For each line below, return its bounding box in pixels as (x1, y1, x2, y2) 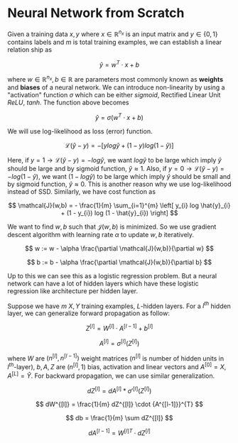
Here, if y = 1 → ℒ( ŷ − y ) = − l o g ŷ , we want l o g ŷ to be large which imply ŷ (7, 155, 222, 164)
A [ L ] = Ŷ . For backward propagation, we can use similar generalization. (7, 370, 215, 380)
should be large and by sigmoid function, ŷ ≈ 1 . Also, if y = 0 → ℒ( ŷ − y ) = (7, 164, 225, 173)
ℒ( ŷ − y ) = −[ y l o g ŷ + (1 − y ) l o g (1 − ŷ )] (65, 141, 174, 150)
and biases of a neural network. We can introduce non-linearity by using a (7, 83, 225, 92)
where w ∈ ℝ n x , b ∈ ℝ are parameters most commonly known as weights (7, 74, 224, 83)
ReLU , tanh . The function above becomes (7, 98, 129, 106)
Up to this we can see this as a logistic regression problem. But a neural (7, 271, 217, 280)
